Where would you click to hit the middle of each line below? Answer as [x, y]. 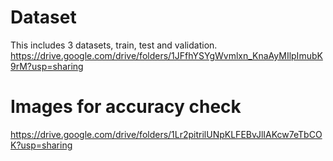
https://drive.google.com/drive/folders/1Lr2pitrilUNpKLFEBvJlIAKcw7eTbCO [166, 134]
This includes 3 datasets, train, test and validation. [114, 45]
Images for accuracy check [126, 107]
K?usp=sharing [41, 145]
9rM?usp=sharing [47, 66]
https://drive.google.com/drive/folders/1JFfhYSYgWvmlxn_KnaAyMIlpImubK [166, 55]
